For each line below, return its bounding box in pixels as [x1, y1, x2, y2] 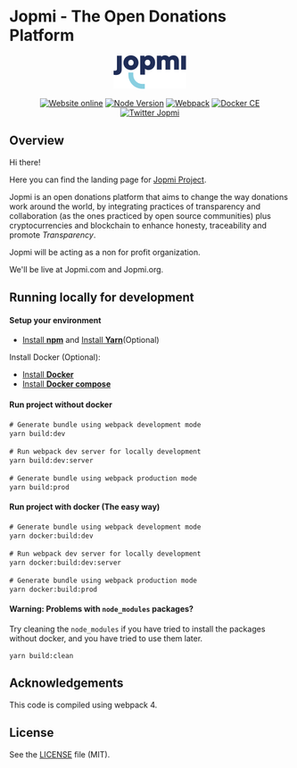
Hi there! [9, 156, 41, 167]
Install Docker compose [21, 379, 111, 389]
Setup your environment [9, 314, 102, 325]
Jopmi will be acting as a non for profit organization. [9, 246, 201, 257]
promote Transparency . [9, 230, 96, 240]
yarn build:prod [9, 482, 70, 492]
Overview [9, 133, 65, 148]
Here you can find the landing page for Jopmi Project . [9, 174, 207, 185]
